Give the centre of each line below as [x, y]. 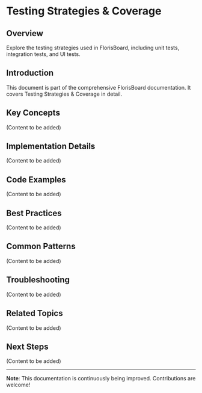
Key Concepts [33, 113]
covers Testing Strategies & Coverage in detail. [64, 94]
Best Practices [34, 213]
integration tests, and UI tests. [43, 54]
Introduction [30, 73]
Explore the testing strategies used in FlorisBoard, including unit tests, [93, 48]
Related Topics [35, 313]
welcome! [18, 385]
